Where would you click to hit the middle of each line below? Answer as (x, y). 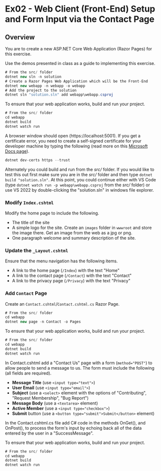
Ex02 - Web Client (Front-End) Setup (80, 9)
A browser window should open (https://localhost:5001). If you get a (73, 136)
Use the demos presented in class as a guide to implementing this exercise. (80, 63)
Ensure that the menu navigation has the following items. (61, 261)
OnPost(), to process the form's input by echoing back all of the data (73, 428)
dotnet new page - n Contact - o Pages (43, 322)
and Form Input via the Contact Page (80, 19)
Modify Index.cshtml (29, 202)
